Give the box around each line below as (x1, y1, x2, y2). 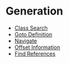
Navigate (14, 37, 38, 44)
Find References (14, 50, 56, 57)
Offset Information (14, 44, 61, 51)
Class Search (14, 24, 48, 31)
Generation (5, 4, 64, 18)
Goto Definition (14, 30, 53, 38)
